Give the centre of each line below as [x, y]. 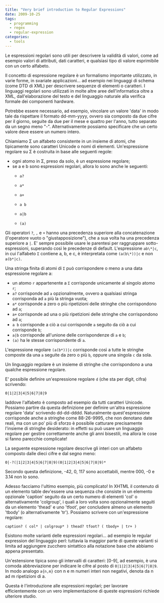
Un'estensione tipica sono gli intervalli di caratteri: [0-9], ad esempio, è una [81, 560]
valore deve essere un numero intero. [43, 132]
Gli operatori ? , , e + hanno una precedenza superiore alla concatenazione [80, 233]
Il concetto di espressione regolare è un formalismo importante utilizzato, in [81, 75]
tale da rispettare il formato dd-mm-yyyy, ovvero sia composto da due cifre [81, 116]
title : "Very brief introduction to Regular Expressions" [65, 10]
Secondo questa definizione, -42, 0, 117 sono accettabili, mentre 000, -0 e [80, 471]
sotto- [152, 243]
